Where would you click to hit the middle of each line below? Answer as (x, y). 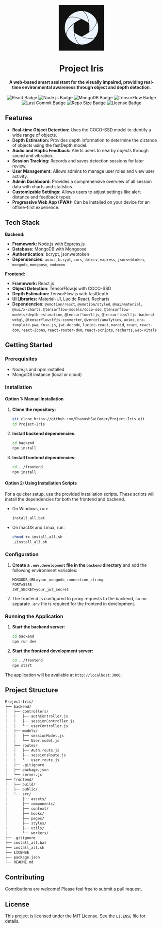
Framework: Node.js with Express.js (48, 244)
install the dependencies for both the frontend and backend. (65, 499)
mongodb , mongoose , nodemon (39, 264)
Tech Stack (22, 223)
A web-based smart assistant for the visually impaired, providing (76, 82)
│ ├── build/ (20, 785)
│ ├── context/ (27, 809)
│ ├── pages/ (25, 819)
